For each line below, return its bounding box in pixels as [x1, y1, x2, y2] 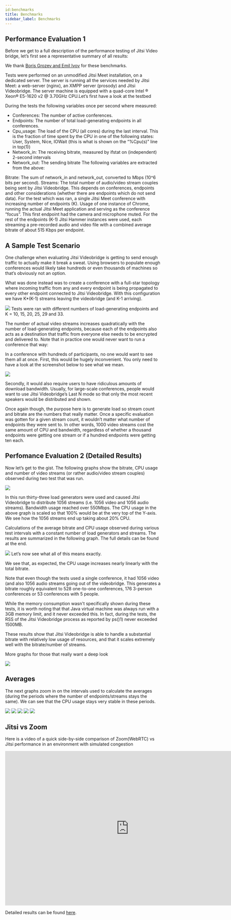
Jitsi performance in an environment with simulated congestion [5, 741, 133, 747]
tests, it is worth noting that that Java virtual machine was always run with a [5, 606, 159, 612]
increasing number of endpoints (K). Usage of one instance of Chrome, [5, 201, 150, 207]
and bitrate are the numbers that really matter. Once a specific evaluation [5, 411, 154, 417]
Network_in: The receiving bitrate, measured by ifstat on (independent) [12, 149, 157, 155]
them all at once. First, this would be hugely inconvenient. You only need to [5, 356, 158, 362]
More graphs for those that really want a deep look [5, 651, 109, 657]
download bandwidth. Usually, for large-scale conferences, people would [5, 386, 154, 392]
